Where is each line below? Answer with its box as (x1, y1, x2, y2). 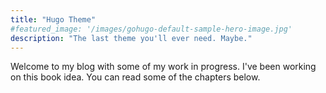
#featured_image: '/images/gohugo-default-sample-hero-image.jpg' (10, 24, 293, 34)
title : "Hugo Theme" (10, 14, 97, 25)
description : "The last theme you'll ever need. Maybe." (10, 33, 253, 43)
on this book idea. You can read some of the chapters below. (10, 71, 261, 83)
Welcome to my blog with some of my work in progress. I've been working (10, 61, 317, 73)
